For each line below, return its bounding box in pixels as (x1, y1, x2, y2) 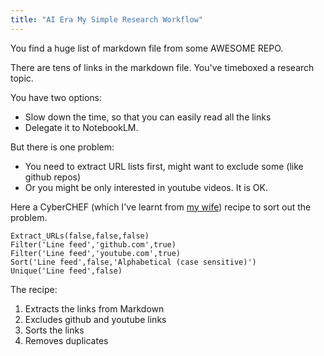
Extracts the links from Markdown (24, 302, 165, 315)
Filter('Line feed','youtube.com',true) (10, 248, 182, 258)
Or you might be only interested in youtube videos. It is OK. (24, 181, 269, 193)
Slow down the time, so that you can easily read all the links (24, 111, 272, 123)
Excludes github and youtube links (24, 313, 167, 325)
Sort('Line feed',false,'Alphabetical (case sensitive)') (10, 257, 257, 267)
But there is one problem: (10, 141, 115, 153)
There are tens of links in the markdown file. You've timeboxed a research (10, 61, 315, 73)
